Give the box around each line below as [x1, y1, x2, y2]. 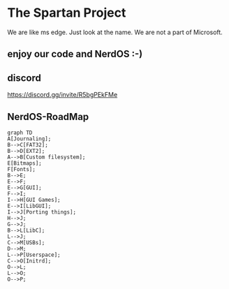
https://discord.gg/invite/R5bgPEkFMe [7, 91, 118, 99]
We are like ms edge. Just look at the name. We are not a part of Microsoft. [7, 28, 223, 36]
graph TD [7, 129, 33, 136]
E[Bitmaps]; [7, 159, 42, 167]
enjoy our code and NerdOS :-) [7, 48, 143, 60]
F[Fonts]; [7, 165, 36, 172]
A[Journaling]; [7, 135, 52, 142]
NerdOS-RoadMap [7, 110, 89, 123]
